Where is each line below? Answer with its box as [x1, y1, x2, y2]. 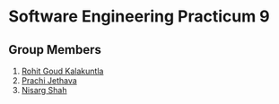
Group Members [8, 42, 102, 57]
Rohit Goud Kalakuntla [21, 65, 104, 76]
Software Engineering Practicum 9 [8, 6, 270, 27]
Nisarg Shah [21, 85, 67, 95]
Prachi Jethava [21, 75, 77, 86]
